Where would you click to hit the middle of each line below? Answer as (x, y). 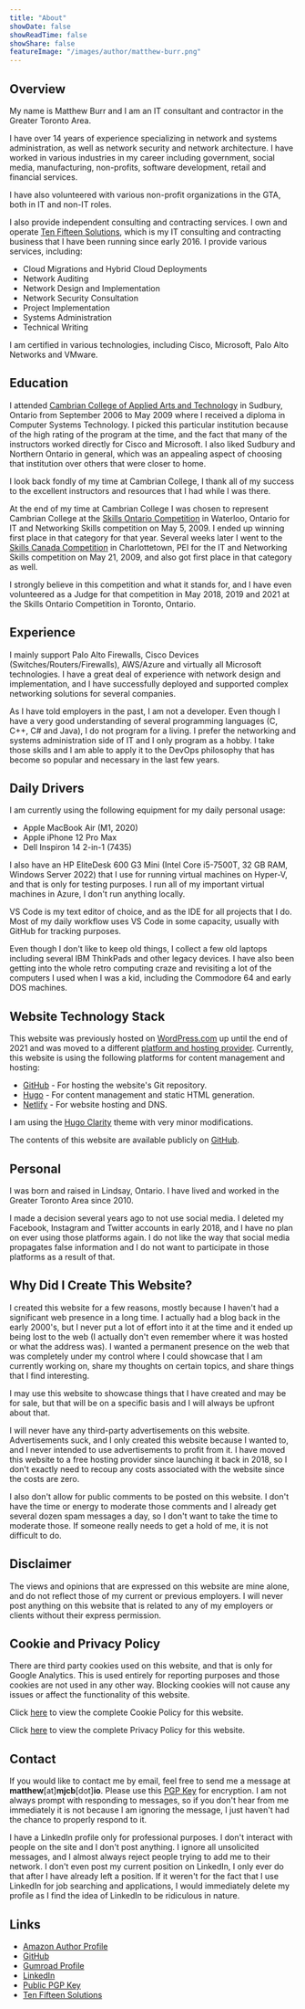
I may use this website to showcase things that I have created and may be (148, 1393)
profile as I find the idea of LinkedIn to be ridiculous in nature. (125, 1896)
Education (39, 383)
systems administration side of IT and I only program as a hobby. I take (142, 740)
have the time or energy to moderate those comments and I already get (143, 1506)
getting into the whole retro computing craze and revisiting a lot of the (141, 968)
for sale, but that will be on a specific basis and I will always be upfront (142, 1403)
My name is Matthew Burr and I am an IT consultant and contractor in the (147, 110)
